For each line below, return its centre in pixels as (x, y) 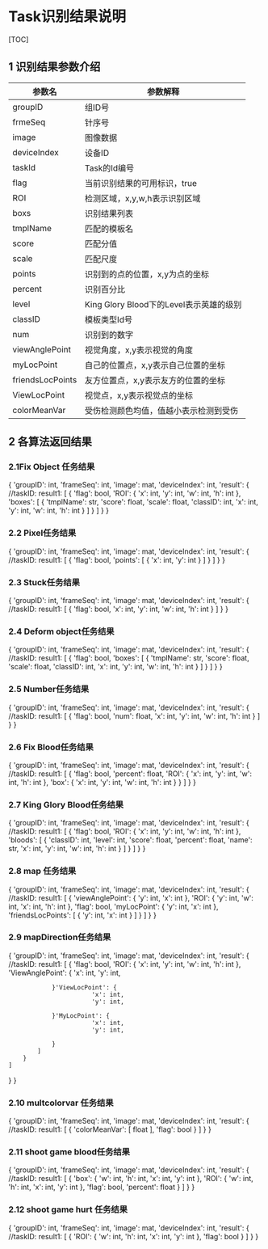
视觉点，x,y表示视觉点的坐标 (139, 395)
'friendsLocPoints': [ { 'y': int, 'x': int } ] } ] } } (83, 915)
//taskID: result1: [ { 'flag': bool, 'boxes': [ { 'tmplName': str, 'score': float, (129, 658)
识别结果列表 (109, 213)
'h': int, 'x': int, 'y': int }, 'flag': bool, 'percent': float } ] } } (102, 1187)
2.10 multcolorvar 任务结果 (61, 1103)
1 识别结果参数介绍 (54, 67)
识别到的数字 (109, 335)
